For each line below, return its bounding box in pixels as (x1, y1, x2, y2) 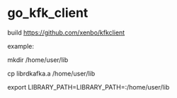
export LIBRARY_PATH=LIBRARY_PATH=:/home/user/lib (7, 82, 170, 91)
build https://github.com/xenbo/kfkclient (7, 28, 125, 37)
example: (7, 42, 34, 50)
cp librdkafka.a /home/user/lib (7, 69, 96, 78)
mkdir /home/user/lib (7, 55, 69, 64)
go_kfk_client (7, 5, 88, 21)
